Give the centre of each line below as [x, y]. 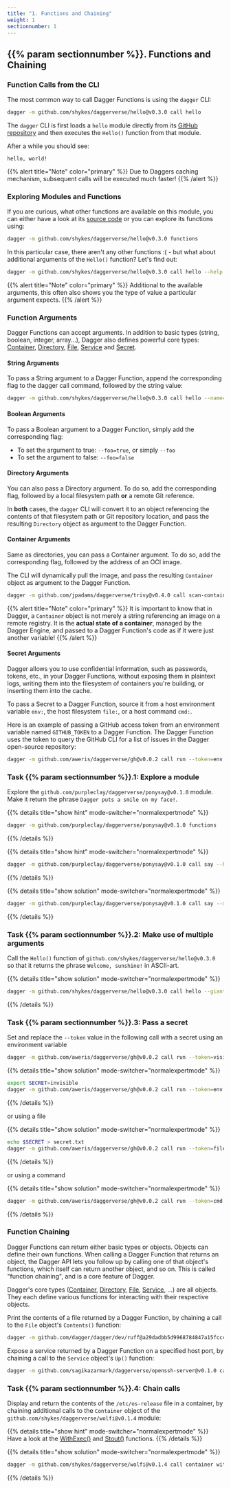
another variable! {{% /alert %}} [52, 637]
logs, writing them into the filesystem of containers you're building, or [106, 683]
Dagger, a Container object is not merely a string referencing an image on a [114, 616]
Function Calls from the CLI [53, 85]
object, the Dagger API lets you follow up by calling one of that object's [108, 1261]
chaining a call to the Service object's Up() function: [81, 1358]
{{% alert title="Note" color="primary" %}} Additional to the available [105, 285]
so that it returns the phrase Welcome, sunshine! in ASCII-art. [93, 966]
